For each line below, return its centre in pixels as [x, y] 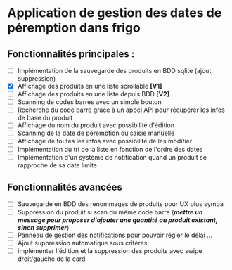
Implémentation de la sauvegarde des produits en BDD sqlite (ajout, [115, 71]
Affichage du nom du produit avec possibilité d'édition [96, 125]
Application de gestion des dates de [115, 13]
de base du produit [45, 118]
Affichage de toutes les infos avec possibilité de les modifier [105, 141]
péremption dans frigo [74, 28]
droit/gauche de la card [51, 259]
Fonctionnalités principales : [71, 54]
